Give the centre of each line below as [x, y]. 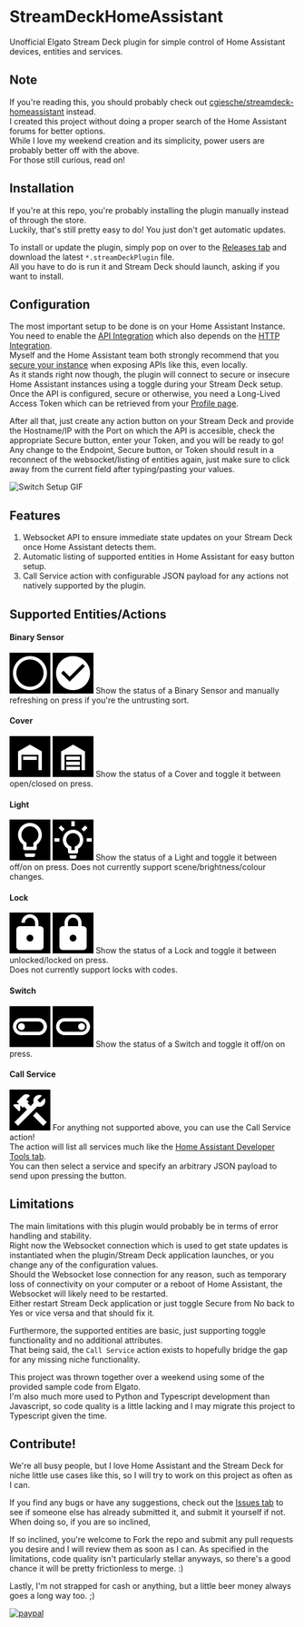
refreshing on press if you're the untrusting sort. [99, 700]
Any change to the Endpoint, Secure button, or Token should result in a [142, 450]
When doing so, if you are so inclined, [80, 1522]
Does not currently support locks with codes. [94, 970]
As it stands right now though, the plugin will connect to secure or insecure [150, 375]
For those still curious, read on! [67, 160]
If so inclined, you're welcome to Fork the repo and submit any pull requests [151, 1540]
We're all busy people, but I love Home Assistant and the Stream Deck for [147, 1466]
